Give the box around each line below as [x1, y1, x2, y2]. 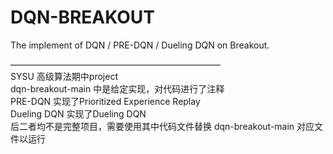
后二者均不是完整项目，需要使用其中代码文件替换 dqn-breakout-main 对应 [10, 120, 315, 132]
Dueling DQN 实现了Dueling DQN [10, 107, 147, 120]
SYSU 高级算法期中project [10, 70, 118, 82]
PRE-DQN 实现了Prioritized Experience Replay [10, 95, 201, 107]
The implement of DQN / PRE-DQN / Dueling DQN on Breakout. [10, 39, 270, 51]
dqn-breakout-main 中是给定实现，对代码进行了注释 [10, 82, 225, 95]
